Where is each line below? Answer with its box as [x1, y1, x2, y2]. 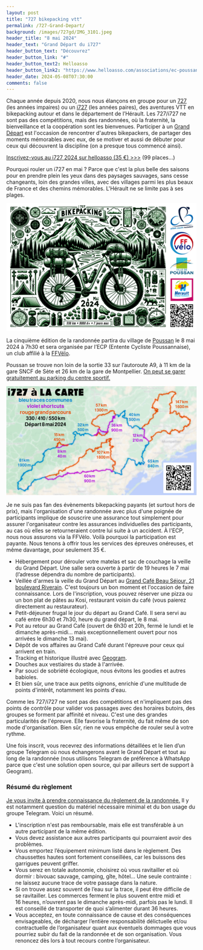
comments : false [6, 80, 47, 86]
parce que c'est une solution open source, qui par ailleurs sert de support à [6, 761, 195, 769]
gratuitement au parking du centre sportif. [6, 374, 111, 381]
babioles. [14, 674, 38, 681]
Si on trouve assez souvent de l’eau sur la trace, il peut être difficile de [14, 885, 190, 893]
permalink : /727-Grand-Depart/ [6, 22, 85, 28]
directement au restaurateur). [14, 603, 89, 610]
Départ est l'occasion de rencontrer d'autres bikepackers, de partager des [6, 129, 192, 137]
